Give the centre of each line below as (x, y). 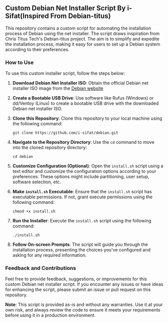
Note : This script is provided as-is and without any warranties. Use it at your (84, 304)
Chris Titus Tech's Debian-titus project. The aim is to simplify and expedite (82, 39)
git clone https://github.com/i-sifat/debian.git (65, 133)
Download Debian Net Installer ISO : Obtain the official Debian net (80, 83)
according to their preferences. (37, 49)
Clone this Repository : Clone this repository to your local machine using (87, 118)
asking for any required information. (49, 255)
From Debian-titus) (80, 16)
